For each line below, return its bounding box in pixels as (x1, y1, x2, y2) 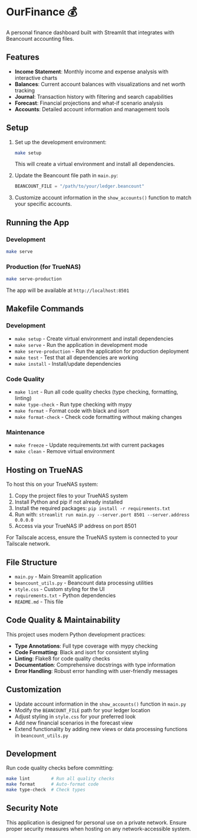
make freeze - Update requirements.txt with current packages (14, 441, 165, 449)
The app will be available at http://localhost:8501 (6, 287, 130, 294)
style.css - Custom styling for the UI (14, 585, 105, 592)
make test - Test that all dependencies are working (14, 353, 139, 361)
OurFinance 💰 (6, 5, 78, 19)
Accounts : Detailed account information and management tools (14, 105, 170, 113)
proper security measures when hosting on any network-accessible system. (6, 825, 191, 832)
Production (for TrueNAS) (6, 262, 81, 271)
